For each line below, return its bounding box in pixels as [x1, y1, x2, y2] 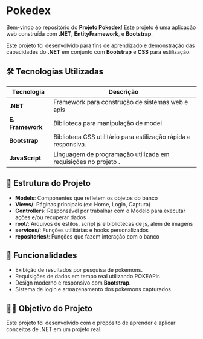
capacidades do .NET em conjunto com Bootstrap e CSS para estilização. [6, 48, 192, 55]
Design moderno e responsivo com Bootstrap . [14, 279, 131, 286]
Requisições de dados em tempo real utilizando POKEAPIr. [14, 273, 161, 280]
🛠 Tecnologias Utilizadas [6, 67, 104, 77]
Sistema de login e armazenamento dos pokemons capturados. [14, 286, 173, 293]
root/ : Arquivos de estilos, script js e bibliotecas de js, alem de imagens [14, 220, 193, 227]
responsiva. [53, 140, 86, 148]
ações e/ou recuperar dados [14, 213, 86, 221]
